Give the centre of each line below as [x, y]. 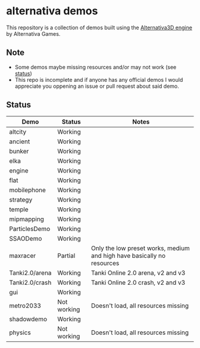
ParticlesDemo [30, 229]
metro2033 [25, 306]
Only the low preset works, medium [141, 248]
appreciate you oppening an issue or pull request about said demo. [97, 86]
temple [19, 209]
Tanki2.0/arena [30, 273]
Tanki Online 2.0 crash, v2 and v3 [138, 282]
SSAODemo [26, 238]
